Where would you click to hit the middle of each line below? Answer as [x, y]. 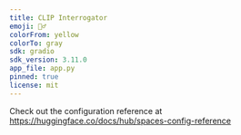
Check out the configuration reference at [86, 111]
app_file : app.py [42, 69]
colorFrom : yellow [44, 34]
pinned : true [34, 77]
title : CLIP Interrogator [58, 18]
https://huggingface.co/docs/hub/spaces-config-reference [120, 121]
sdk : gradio [32, 52]
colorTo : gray [36, 43]
